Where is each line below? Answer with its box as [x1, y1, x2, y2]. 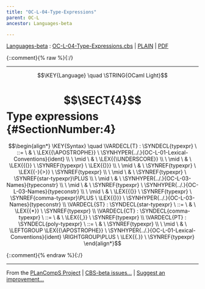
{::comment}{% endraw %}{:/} [6, 252, 83, 259]
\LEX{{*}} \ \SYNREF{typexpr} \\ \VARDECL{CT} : [15, 207, 139, 214]
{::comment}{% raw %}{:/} [6, 54, 73, 62]
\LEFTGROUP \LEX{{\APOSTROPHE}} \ [9, 227, 107, 234]
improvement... [6, 276, 45, 283]
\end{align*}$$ [83, 240, 122, 247]
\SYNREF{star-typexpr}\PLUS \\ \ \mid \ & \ [13, 175, 121, 182]
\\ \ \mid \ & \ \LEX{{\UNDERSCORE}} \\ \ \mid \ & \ [66, 155, 192, 163]
